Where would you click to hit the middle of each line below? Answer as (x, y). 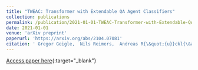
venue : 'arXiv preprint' (37, 33)
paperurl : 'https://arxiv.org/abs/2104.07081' (64, 38)
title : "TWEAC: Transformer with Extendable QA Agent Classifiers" (91, 11)
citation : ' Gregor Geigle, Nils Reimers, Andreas (72, 44)
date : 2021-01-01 (27, 28)
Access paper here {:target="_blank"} (51, 60)
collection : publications (38, 17)
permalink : (19, 22)
